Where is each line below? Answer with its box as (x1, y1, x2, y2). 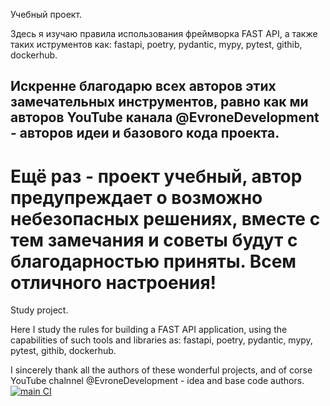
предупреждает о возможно (10, 186, 263, 209)
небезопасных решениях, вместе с (10, 207, 321, 230)
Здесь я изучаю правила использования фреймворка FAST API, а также (10, 28, 318, 39)
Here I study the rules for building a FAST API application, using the (10, 324, 288, 336)
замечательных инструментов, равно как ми (10, 94, 309, 111)
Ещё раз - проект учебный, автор (10, 165, 303, 188)
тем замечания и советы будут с (10, 229, 298, 251)
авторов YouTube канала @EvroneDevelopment (10, 109, 320, 126)
